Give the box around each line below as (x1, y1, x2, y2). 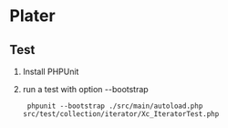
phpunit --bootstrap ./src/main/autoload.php (26, 101, 203, 111)
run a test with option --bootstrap (22, 84, 149, 94)
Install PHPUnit (22, 66, 79, 77)
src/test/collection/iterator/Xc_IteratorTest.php (22, 110, 220, 119)
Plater (9, 5, 57, 27)
